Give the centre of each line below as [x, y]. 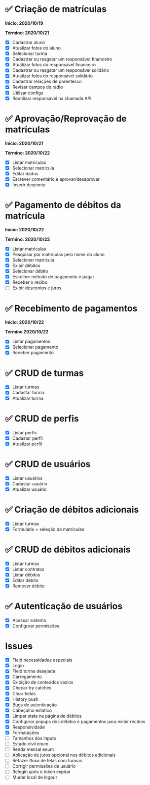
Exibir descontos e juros [37, 288]
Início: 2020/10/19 [24, 23]
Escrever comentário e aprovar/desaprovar [56, 179]
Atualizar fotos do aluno [36, 48]
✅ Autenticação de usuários [64, 606]
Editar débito [25, 580]
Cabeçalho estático [32, 710]
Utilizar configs [28, 93]
